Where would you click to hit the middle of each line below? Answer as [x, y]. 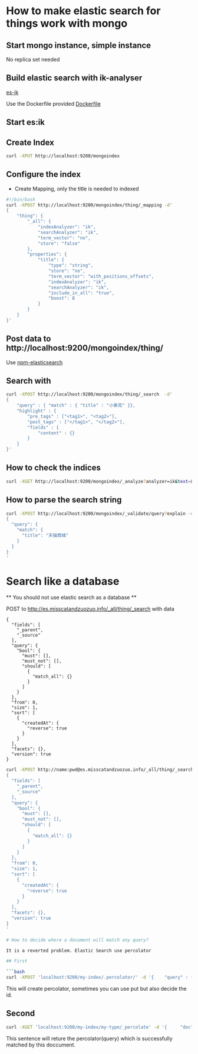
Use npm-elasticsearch [34, 362]
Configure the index [44, 175]
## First [17, 961]
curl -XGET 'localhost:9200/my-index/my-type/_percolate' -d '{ [87, 1027]
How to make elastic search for [83, 11]
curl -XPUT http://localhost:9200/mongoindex [63, 156]
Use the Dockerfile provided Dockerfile [54, 103]
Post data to [29, 339]
